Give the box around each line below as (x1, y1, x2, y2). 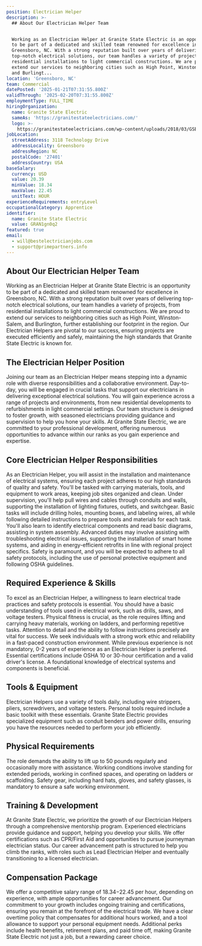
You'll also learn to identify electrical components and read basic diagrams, (6, 522, 193, 530)
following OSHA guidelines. (6, 560, 74, 568)
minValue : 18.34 (11, 182, 52, 188)
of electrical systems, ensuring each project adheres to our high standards (6, 477, 191, 484)
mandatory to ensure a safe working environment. (6, 783, 130, 790)
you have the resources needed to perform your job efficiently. (6, 723, 162, 731)
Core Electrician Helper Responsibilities (6, 455, 158, 465)
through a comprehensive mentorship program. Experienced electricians (6, 823, 186, 830)
